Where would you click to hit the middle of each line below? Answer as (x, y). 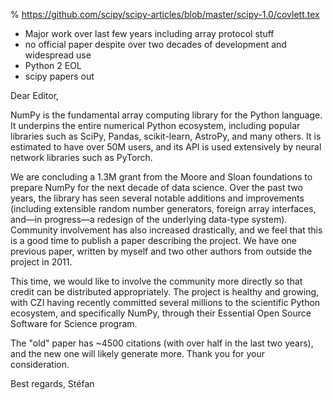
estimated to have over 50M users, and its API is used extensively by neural (166, 147)
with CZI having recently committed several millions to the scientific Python (165, 302)
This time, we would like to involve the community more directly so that (156, 281)
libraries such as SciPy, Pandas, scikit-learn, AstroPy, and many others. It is (166, 136)
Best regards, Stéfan (52, 383)
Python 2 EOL (53, 65)
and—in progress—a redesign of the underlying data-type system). (149, 219)
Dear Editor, (35, 95)
